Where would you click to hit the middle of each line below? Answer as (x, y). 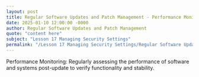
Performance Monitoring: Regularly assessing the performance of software (98, 61)
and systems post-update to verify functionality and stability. (80, 68)
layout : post (22, 12)
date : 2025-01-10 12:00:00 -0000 (47, 23)
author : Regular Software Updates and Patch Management (76, 28)
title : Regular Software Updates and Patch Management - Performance (94, 17)
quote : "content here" (34, 34)
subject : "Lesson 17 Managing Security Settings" (69, 39)
